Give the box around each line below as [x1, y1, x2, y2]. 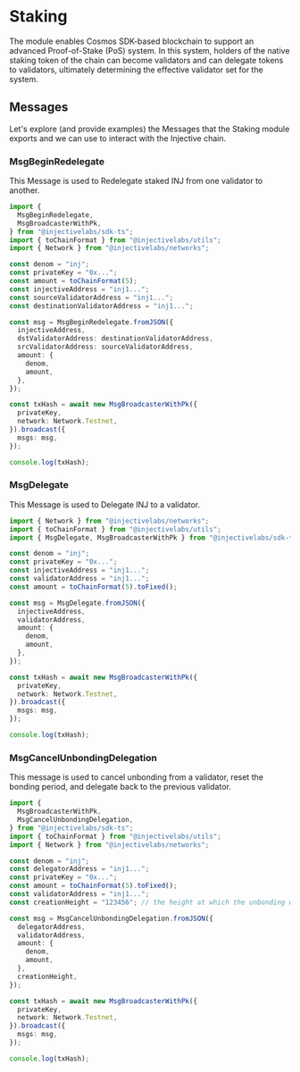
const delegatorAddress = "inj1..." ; [9, 865, 150, 874]
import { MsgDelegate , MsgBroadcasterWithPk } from [9, 533, 205, 542]
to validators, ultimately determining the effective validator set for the [9, 64, 263, 75]
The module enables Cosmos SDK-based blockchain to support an [9, 36, 254, 46]
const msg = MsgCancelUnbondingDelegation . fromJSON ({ [9, 914, 214, 923]
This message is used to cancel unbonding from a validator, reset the [9, 772, 263, 783]
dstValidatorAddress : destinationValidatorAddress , [17, 334, 214, 343]
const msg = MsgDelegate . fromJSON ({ [9, 599, 146, 607]
